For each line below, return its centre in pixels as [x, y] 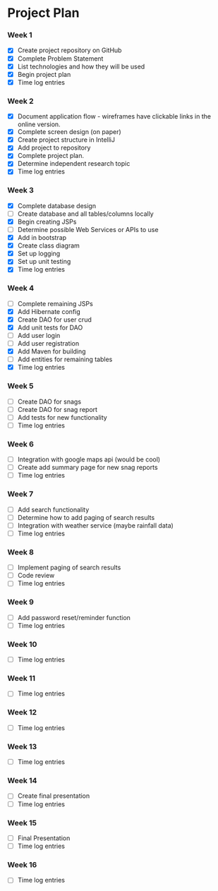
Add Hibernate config [49, 311]
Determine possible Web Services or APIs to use [88, 230]
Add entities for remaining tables [65, 359]
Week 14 [22, 781]
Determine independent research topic [74, 164]
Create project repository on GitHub [69, 50]
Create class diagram [48, 246]
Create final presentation [54, 796]
